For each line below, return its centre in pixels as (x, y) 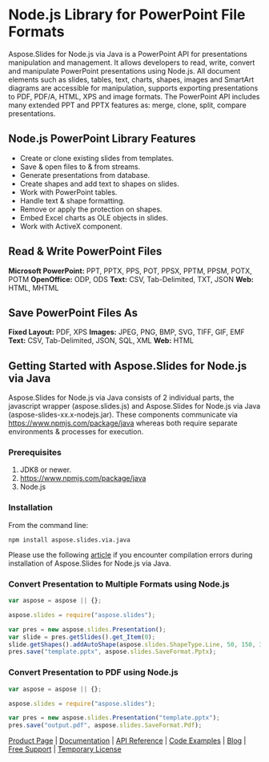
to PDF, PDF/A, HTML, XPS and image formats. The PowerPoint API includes (134, 96)
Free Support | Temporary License (65, 749)
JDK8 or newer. (46, 470)
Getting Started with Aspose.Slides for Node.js (128, 366)
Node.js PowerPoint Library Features (102, 139)
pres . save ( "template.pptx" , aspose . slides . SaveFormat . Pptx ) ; (112, 652)
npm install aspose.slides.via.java (69, 540)
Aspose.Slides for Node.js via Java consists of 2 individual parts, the (121, 397)
